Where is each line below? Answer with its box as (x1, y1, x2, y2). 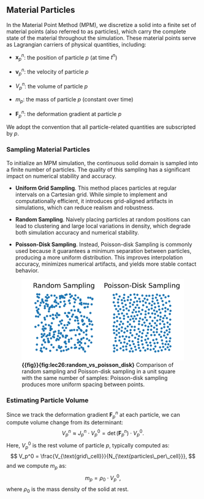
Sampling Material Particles (6, 145, 91, 154)
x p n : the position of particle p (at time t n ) (15, 52, 118, 63)
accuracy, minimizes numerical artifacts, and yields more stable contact (15, 260, 197, 268)
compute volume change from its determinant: (6, 419, 124, 426)
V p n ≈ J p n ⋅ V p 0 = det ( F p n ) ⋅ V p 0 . (61, 428, 145, 438)
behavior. (15, 266, 39, 274)
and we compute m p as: (6, 462, 67, 471)
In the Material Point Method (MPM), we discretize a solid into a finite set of (6, 21, 197, 28)
